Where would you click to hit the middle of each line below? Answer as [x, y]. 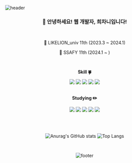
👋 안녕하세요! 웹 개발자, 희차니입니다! [84, 22]
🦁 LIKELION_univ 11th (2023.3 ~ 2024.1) [85, 43]
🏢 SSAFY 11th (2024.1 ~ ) [85, 52]
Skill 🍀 [85, 72]
